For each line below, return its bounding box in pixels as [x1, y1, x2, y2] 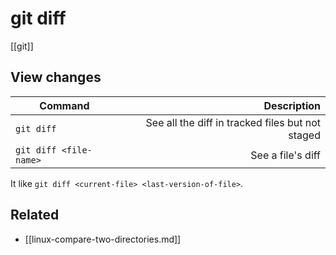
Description [263, 98, 321, 112]
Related [10, 207, 60, 224]
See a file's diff [250, 148, 321, 162]
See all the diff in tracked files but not [145, 115, 321, 129]
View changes [10, 69, 102, 86]
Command [39, 98, 90, 112]
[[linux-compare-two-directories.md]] [24, 233, 182, 245]
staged [288, 128, 321, 142]
